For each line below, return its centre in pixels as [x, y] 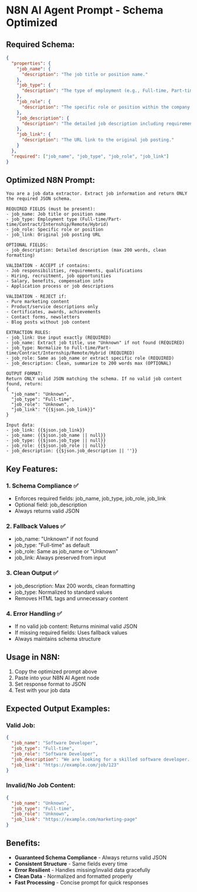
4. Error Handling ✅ [34, 613]
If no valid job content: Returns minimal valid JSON [76, 626]
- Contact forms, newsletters [43, 317]
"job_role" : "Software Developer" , [55, 754]
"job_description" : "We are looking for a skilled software [86, 759]
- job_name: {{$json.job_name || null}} [56, 436]
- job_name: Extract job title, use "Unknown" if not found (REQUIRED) [95, 343]
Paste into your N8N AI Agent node [57, 677]
